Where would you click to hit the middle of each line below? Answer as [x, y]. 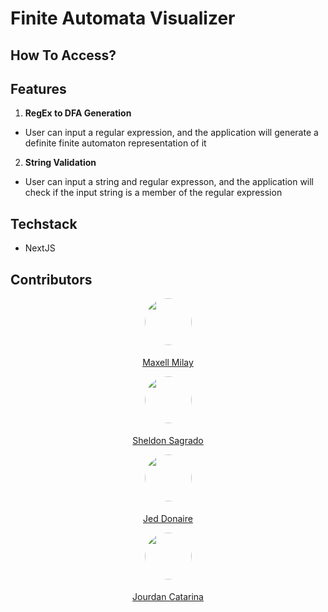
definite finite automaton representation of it [115, 143]
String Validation [60, 163]
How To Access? [63, 55]
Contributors [51, 279]
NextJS [40, 248]
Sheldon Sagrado [168, 441]
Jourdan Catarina [168, 597]
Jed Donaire [168, 519]
